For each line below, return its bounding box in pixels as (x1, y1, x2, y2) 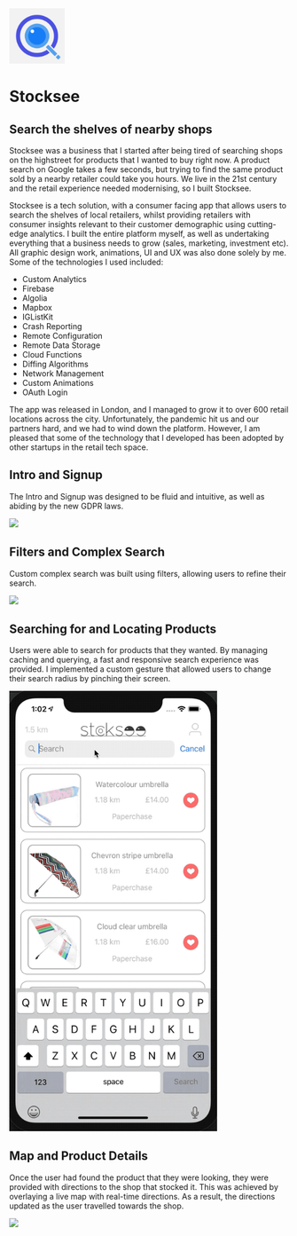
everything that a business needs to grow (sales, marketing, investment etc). (9, 238, 289, 248)
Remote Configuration (21, 331, 104, 341)
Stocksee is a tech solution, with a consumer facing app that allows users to (9, 201, 286, 210)
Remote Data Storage (21, 340, 101, 350)
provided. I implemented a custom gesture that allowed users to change (9, 664, 272, 674)
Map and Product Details (9, 1148, 149, 1164)
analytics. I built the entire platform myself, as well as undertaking (29, 229, 270, 239)
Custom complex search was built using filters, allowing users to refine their (9, 568, 286, 579)
